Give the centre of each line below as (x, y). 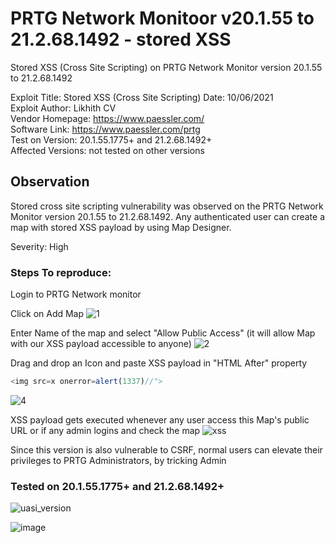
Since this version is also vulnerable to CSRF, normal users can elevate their (166, 449)
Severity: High (39, 246)
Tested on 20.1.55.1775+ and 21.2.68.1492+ (117, 486)
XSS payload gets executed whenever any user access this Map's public (160, 419)
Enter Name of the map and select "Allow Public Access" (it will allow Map (163, 333)
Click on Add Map (47, 314)
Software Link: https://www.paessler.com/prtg (105, 129)
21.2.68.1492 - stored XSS (121, 39)
